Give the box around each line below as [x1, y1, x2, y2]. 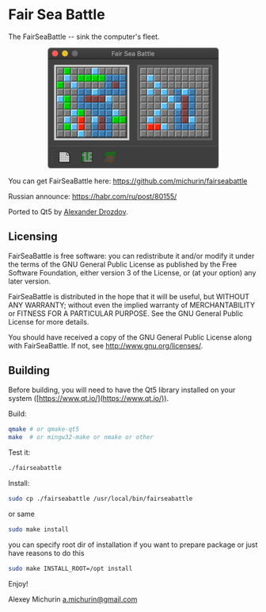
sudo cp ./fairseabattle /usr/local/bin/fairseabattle [8, 495, 193, 503]
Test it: [8, 448, 31, 457]
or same [8, 510, 36, 519]
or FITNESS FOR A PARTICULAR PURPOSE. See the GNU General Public [8, 308, 244, 318]
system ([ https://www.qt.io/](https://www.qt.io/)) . [8, 393, 169, 402]
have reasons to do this [8, 548, 85, 557]
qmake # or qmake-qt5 [8, 425, 80, 433]
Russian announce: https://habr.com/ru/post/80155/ [8, 191, 177, 201]
